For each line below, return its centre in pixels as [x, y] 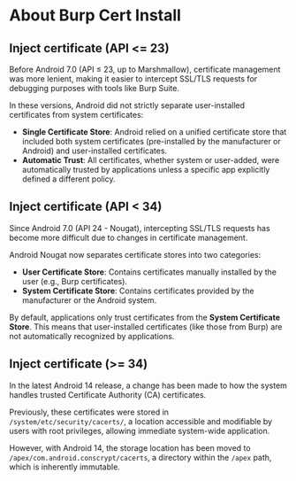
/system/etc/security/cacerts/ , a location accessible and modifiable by [140, 421]
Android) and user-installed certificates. [95, 151]
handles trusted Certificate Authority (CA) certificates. [108, 394]
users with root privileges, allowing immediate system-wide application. [140, 431]
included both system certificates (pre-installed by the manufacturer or [151, 141]
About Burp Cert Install [95, 16]
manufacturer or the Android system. [89, 300]
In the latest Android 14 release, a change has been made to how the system [148, 385]
